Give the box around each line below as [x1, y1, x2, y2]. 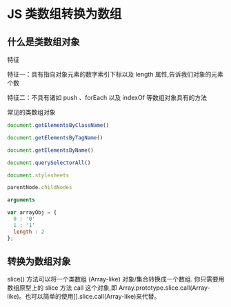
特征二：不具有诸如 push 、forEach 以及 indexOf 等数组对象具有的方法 [7, 94, 208, 101]
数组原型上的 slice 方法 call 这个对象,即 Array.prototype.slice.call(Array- [7, 284, 210, 292]
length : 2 [13, 228, 45, 235]
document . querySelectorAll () [7, 159, 91, 166]
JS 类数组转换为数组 [7, 6, 122, 22]
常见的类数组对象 [7, 108, 56, 116]
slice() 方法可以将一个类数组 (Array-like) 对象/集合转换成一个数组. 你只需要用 [7, 275, 225, 284]
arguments [7, 197, 36, 204]
